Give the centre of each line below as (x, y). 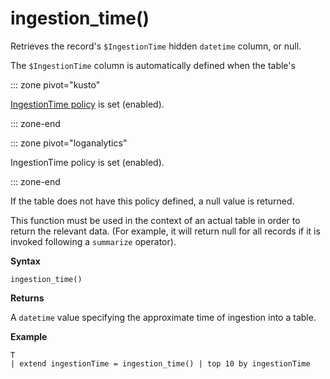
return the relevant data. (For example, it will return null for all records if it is (165, 231)
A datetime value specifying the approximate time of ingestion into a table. (163, 317)
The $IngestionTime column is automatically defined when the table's (153, 65)
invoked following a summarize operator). (93, 241)
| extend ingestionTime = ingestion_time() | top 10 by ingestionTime (160, 363)
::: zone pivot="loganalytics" (69, 143)
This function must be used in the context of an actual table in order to (155, 220)
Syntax (25, 261)
